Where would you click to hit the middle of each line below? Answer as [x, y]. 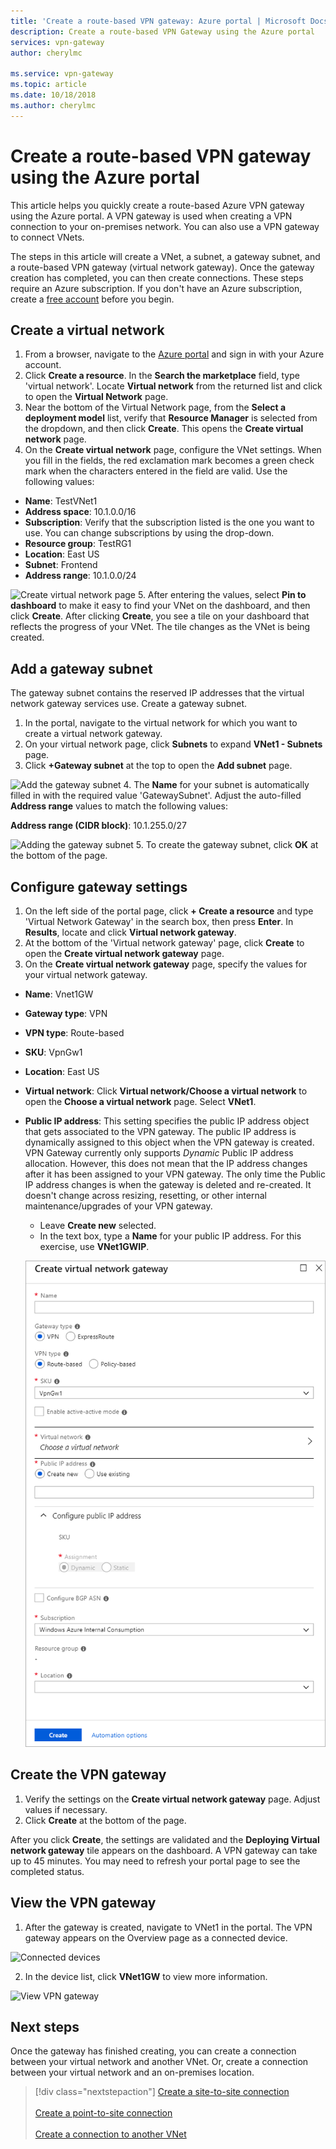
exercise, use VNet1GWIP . [94, 1246]
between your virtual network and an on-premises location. [132, 2072]
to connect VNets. [47, 237]
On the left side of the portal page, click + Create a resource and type [169, 911]
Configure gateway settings [99, 886]
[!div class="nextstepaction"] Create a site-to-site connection [162, 2092]
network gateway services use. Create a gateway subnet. [129, 704]
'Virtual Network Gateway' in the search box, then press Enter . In [159, 921]
